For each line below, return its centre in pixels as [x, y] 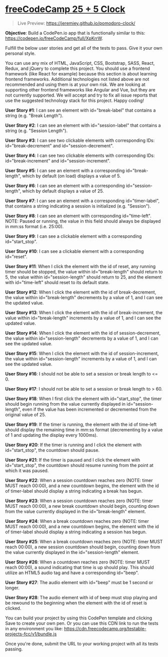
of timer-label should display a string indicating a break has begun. [74, 491]
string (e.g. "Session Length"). [36, 130]
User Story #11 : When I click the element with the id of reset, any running [80, 266]
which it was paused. [27, 471]
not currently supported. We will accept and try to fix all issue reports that [81, 95]
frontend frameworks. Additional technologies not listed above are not [77, 79]
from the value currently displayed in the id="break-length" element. [75, 511]
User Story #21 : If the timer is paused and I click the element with [73, 460]
